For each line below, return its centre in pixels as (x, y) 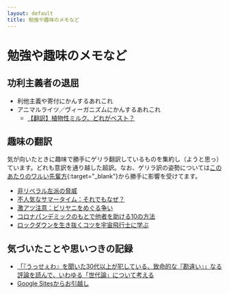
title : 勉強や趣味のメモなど (43, 20)
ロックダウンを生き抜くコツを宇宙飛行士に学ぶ (83, 225)
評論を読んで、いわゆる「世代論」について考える (85, 275)
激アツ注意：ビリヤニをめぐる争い (65, 208)
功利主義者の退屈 (43, 83)
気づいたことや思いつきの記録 (70, 249)
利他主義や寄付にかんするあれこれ (65, 101)
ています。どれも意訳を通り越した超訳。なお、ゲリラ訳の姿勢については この (114, 168)
